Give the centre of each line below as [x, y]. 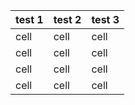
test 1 [29, 19]
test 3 [105, 19]
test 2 [67, 19]
